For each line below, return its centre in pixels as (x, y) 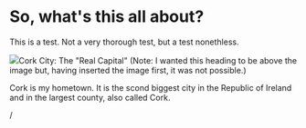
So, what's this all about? (107, 17)
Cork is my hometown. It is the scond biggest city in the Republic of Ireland (151, 87)
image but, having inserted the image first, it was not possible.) (128, 70)
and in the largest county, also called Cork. (90, 97)
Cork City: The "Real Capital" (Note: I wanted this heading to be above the (158, 60)
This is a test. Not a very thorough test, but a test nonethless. (124, 42)
